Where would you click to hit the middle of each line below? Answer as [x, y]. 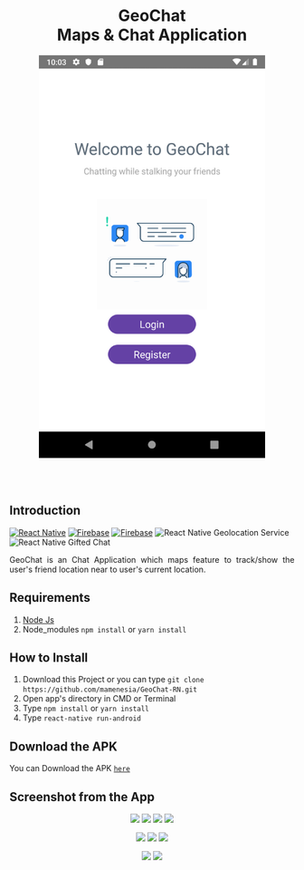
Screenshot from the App [82, 797]
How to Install [49, 658]
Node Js [38, 619]
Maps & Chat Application [152, 35]
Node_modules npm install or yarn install [104, 629]
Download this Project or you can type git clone [113, 680]
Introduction [45, 511]
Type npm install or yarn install [85, 709]
